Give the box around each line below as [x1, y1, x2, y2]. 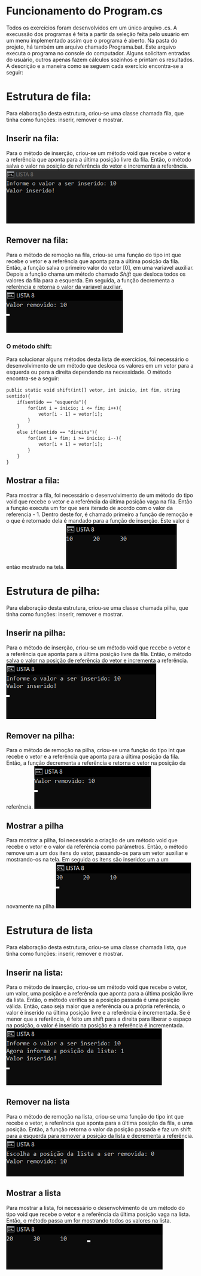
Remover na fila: [6, 235, 69, 246]
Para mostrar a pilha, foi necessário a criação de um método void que [6, 837, 178, 844]
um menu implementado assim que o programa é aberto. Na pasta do [6, 37, 178, 44]
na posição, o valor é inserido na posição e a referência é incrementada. [6, 1021, 184, 1028]
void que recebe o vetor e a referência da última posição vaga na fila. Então [6, 497, 193, 505]
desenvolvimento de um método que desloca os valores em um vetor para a [6, 362, 194, 369]
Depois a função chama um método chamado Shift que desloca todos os [6, 270, 186, 278]
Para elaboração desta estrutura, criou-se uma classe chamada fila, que [6, 109, 184, 117]
